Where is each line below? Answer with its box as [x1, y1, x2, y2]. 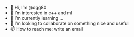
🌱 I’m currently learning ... [10, 15, 64, 21]
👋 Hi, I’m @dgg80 [10, 5, 47, 10]
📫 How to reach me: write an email [10, 26, 83, 32]
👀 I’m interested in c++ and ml [10, 10, 72, 16]
